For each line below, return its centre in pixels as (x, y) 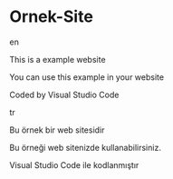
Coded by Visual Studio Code (64, 94)
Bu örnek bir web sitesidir (57, 130)
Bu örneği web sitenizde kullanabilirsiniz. (85, 147)
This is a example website (58, 59)
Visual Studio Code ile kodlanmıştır (74, 164)
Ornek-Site (51, 17)
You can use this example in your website (87, 77)
